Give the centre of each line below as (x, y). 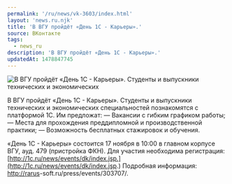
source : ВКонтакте (34, 33)
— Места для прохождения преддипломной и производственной (105, 122)
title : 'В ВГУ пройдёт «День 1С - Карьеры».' (74, 27)
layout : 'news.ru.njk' (40, 20)
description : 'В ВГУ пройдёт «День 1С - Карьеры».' (84, 53)
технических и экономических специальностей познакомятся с (103, 107)
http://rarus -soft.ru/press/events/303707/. (68, 173)
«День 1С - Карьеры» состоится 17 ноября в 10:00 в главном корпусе (111, 143)
